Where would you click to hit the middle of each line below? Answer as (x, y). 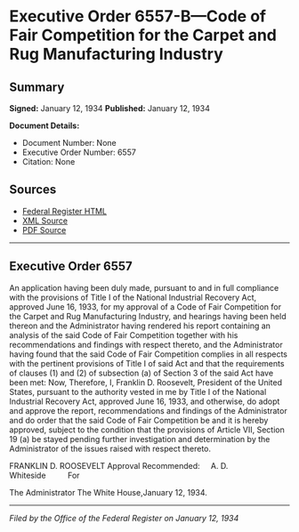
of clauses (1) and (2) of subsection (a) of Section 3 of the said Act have (141, 373)
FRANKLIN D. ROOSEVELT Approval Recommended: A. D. (119, 465)
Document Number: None (69, 143)
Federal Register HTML (65, 211)
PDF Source (44, 230)
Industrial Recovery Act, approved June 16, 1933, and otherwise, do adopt (145, 401)
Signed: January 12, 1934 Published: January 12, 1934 (110, 108)
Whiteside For (44, 475)
